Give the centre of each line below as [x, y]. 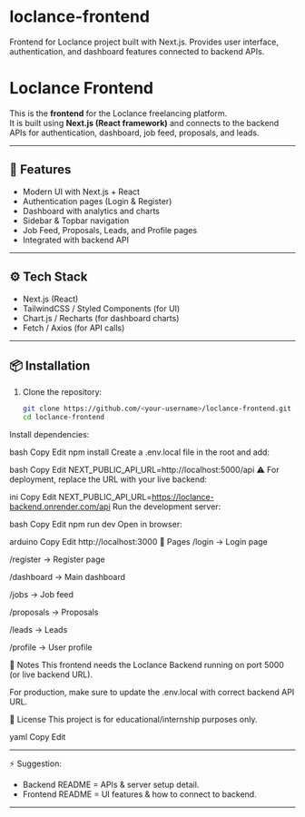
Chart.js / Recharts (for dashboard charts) [101, 318]
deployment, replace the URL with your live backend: [108, 479]
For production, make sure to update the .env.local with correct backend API [152, 693]
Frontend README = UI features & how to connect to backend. [139, 794]
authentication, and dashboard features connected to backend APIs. [137, 51]
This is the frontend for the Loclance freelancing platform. [118, 113]
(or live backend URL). [51, 674]
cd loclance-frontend [63, 418]
